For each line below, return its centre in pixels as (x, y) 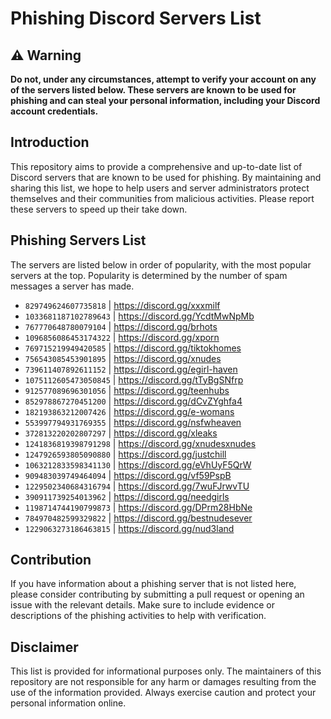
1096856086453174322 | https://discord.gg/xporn (122, 337)
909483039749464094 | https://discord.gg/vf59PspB (128, 475)
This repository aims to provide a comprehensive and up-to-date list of (156, 166)
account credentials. (54, 111)
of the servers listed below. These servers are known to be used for (153, 90)
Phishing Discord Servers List (136, 18)
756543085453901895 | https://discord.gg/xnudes (123, 358)
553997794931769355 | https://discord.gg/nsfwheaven (133, 422)
